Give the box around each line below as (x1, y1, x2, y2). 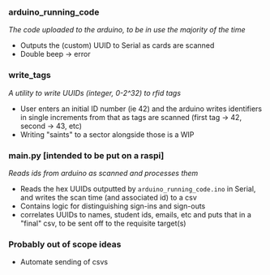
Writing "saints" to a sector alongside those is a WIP (19, 129, 195, 140)
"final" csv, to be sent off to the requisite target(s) (19, 218, 186, 228)
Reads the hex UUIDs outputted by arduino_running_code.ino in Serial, (19, 183, 256, 193)
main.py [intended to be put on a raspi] (8, 149, 165, 161)
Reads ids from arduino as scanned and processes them (8, 168, 199, 178)
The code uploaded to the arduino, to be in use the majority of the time (8, 25, 246, 35)
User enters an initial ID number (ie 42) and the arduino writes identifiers (19, 104, 262, 114)
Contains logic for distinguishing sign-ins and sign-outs (19, 201, 206, 211)
